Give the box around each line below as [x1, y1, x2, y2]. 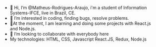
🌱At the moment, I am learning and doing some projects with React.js [9, 20, 151, 26]
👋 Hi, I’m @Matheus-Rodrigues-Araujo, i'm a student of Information [9, 5, 147, 10]
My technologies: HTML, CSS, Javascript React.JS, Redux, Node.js [9, 36, 147, 42]
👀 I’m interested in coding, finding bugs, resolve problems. [9, 15, 129, 21]
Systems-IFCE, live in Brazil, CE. [9, 10, 76, 16]
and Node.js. [9, 26, 36, 32]
